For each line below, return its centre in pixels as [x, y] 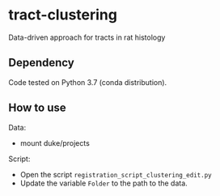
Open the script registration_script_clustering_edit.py [116, 174]
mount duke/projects [55, 143]
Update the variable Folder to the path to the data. [104, 183]
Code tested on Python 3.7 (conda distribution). [88, 82]
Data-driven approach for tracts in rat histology [87, 37]
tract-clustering [63, 15]
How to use [37, 108]
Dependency [41, 63]
